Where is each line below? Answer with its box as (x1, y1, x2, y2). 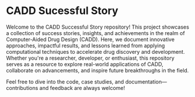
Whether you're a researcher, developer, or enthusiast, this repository (6, 54, 175, 61)
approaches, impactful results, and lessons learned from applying (6, 42, 166, 49)
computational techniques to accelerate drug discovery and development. (6, 48, 185, 55)
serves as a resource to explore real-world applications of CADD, (6, 60, 163, 68)
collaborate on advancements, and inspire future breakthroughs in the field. (6, 67, 189, 74)
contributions (6, 84, 38, 91)
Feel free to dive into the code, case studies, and (6, 78, 125, 85)
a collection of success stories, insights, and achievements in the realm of (6, 29, 185, 36)
